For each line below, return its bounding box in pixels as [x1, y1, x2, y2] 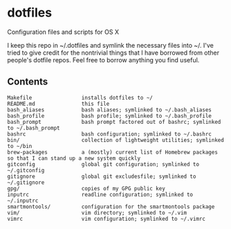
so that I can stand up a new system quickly [7, 154, 140, 162]
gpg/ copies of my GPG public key [7, 185, 166, 192]
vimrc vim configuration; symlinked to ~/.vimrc [7, 215, 206, 222]
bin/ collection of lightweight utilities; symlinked [7, 136, 225, 143]
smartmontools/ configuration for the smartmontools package [7, 203, 215, 210]
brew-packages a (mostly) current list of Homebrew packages [7, 149, 218, 156]
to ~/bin [7, 143, 33, 149]
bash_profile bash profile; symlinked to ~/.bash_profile [7, 112, 212, 119]
